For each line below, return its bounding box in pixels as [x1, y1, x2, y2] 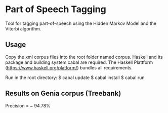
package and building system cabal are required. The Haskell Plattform [5, 59, 153, 65]
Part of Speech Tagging [5, 4, 106, 15]
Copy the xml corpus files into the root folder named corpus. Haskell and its [5, 54, 163, 60]
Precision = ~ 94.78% [5, 102, 51, 108]
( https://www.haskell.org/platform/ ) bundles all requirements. [5, 64, 133, 70]
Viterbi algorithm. [5, 25, 41, 31]
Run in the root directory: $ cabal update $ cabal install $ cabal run [5, 74, 145, 81]
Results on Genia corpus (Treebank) [5, 89, 121, 98]
